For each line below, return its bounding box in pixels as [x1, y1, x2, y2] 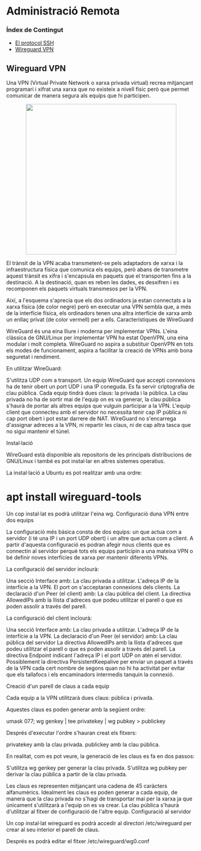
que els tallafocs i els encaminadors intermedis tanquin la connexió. [6, 671, 175, 678]
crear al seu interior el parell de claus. [6, 826, 100, 834]
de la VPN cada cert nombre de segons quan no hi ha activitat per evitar [6, 664, 185, 672]
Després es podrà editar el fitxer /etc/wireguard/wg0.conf [6, 838, 150, 845]
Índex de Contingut [6, 26, 64, 34]
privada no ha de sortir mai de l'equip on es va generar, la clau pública [6, 396, 181, 403]
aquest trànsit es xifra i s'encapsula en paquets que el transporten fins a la [6, 272, 191, 279]
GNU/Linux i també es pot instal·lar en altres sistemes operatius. [6, 458, 165, 465]
